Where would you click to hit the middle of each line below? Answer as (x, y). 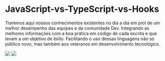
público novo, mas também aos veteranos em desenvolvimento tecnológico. (83, 44)
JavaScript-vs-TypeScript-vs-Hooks (82, 9)
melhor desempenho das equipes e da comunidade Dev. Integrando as (77, 28)
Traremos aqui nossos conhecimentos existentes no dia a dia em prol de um (83, 23)
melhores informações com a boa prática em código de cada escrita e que (81, 33)
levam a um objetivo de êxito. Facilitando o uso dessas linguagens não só (80, 39)
